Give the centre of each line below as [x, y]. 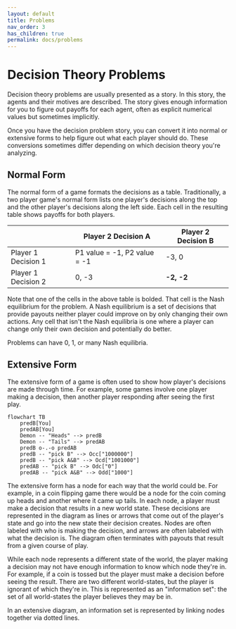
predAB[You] [37, 429]
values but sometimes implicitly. [53, 117]
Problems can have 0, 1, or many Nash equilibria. [78, 342]
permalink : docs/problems [45, 40]
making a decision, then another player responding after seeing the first [111, 397]
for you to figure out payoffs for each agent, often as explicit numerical [110, 109]
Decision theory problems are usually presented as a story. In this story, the [117, 94]
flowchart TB [26, 417]
